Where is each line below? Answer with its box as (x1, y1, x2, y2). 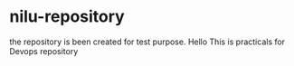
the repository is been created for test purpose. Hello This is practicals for (9, 36, 286, 47)
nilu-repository (9, 6, 125, 27)
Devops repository (9, 45, 79, 56)
